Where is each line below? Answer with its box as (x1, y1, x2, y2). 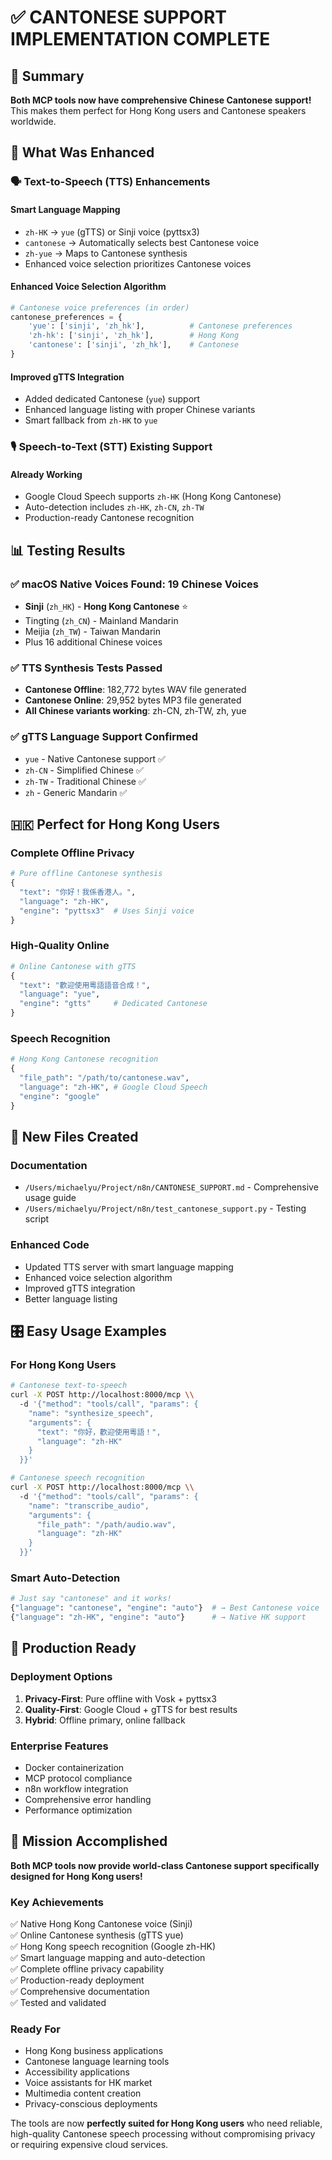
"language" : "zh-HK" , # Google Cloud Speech (19, 1082, 208, 1092)
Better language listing (24, 1292, 118, 1305)
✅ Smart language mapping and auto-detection (10, 1952, 206, 1964)
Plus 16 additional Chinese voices (24, 636, 163, 648)
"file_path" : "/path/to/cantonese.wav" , (19, 1073, 190, 1083)
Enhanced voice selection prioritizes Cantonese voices (24, 257, 252, 270)
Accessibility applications (24, 2066, 130, 2078)
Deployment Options (10, 1670, 113, 1684)
